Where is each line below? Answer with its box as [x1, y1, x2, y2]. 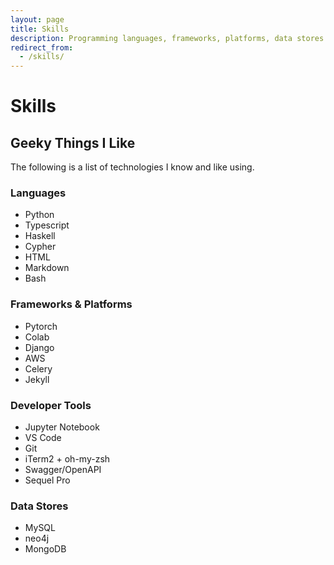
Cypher [24, 241, 57, 253]
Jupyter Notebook [24, 421, 100, 433]
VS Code [24, 432, 62, 444]
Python [24, 209, 55, 221]
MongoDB [24, 543, 67, 555]
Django [24, 341, 55, 353]
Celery [24, 362, 53, 375]
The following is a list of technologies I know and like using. [10, 161, 255, 173]
